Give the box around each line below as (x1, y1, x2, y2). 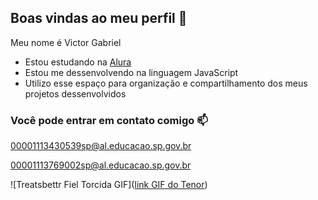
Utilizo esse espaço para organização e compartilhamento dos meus (24, 77, 308, 89)
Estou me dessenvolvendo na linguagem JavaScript (24, 66, 239, 78)
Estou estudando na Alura (24, 56, 132, 68)
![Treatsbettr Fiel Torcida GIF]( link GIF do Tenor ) (10, 179, 208, 191)
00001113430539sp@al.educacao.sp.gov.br (10, 140, 192, 152)
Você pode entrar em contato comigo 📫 (10, 113, 208, 127)
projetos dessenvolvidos (24, 87, 127, 100)
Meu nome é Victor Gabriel (10, 36, 122, 48)
